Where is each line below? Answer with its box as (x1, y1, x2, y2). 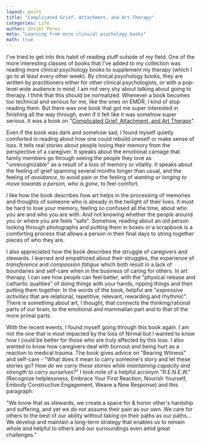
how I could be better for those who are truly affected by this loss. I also (6, 336, 184, 344)
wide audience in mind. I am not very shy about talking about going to (19, 85, 191, 92)
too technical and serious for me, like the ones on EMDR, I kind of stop (6, 98, 180, 105)
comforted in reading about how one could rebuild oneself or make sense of (6, 135, 195, 142)
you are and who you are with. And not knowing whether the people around (6, 211, 193, 218)
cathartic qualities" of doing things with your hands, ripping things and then (6, 280, 193, 287)
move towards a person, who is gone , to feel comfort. (6, 180, 139, 187)
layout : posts (6, 8, 42, 15)
